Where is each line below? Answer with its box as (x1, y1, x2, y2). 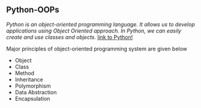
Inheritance (14, 76, 44, 83)
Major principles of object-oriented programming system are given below (6, 45, 188, 52)
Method (14, 69, 35, 77)
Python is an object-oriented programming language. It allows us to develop (6, 20, 195, 28)
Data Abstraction (14, 88, 57, 95)
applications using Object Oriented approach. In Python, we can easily (6, 27, 182, 34)
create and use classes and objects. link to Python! (6, 33, 133, 41)
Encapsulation (14, 95, 50, 102)
